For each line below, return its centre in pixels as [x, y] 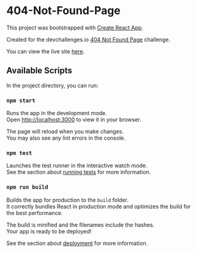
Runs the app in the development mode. [57, 113]
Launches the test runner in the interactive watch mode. [77, 165]
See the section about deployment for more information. [77, 243]
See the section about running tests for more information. [79, 172]
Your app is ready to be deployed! [49, 231]
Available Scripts [39, 71]
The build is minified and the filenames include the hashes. [80, 225]
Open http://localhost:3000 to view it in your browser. [74, 119]
